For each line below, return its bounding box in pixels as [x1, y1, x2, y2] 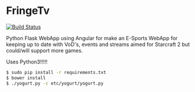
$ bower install [6, 75, 46, 81]
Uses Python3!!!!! [6, 58, 48, 65]
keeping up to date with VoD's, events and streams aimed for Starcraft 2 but [6, 41, 190, 48]
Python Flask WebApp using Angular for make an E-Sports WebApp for [6, 34, 178, 41]
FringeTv [6, 4, 50, 17]
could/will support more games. [6, 47, 83, 54]
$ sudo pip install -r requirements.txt [6, 69, 107, 75]
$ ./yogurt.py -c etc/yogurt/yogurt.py [6, 80, 104, 86]
